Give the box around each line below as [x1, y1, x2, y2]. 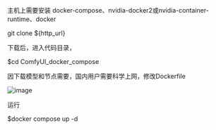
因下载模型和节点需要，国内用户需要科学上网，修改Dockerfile [7, 72, 186, 80]
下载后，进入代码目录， [7, 44, 76, 51]
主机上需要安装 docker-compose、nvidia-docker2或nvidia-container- [7, 6, 210, 14]
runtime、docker [7, 15, 56, 23]
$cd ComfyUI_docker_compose [7, 58, 100, 65]
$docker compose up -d [7, 115, 78, 123]
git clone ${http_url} [7, 29, 66, 37]
